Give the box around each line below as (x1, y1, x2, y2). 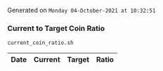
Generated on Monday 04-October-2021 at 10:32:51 (7, 6, 156, 14)
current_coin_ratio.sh (7, 39, 74, 46)
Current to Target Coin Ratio (7, 23, 105, 33)
